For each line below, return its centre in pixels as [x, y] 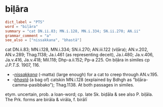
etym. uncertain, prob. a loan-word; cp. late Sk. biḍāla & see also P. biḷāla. [79, 94]
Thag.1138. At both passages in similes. [95, 85]
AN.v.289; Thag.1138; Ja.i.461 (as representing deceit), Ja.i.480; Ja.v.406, [79, 55]
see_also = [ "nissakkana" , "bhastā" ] [43, 40]
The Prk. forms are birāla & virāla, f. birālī [46, 100]
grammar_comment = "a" [28, 36]
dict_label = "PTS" [25, 22]
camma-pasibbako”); [33, 85]
